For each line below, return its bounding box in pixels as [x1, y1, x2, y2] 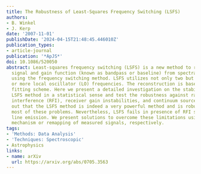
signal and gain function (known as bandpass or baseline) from [11, 70, 175, 76]
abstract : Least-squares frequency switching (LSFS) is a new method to [6, 64, 191, 71]
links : [6, 148, 23, 154]
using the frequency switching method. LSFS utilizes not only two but [11, 75, 194, 81]
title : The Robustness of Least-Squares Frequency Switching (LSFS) [6, 8, 181, 15]
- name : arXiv [6, 153, 42, 159]
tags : [6, 126, 20, 132]
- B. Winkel [6, 20, 36, 26]
